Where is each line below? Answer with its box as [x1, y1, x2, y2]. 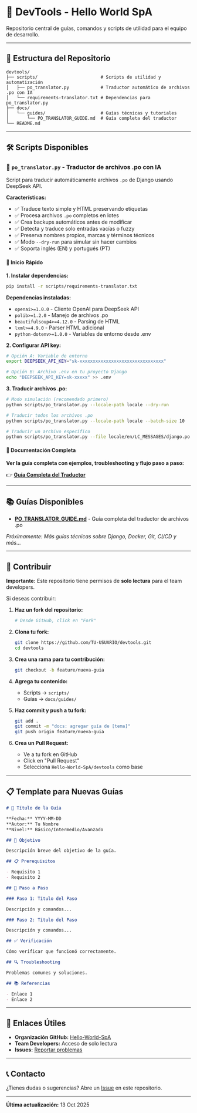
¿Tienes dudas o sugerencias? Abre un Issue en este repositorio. [6, 1084, 162, 1091]
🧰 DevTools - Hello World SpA [6, 5, 152, 19]
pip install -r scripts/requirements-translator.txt [6, 283, 138, 289]
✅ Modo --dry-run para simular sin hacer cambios [14, 238, 137, 245]
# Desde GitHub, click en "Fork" [14, 618, 97, 624]
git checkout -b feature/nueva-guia [14, 667, 104, 673]
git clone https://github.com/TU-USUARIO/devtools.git [14, 639, 152, 645]
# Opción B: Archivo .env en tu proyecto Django [6, 369, 127, 375]
